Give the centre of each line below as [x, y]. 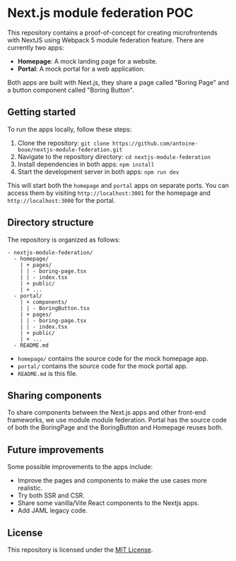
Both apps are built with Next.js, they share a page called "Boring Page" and [118, 82]
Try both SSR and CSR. [51, 495]
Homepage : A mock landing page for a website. [87, 61]
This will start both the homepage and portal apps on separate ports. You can [118, 185]
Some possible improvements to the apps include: [80, 467]
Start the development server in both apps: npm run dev [98, 172]
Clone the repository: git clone [63, 143]
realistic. [30, 488]
